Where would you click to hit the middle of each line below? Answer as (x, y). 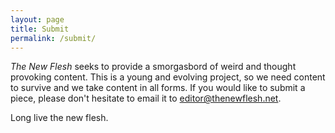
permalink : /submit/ (53, 38)
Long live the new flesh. (59, 118)
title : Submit (40, 29)
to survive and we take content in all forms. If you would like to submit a (158, 88)
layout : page (37, 19)
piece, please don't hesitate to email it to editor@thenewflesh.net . (146, 98)
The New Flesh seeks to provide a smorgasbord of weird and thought (153, 67)
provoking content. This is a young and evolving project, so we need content (168, 77)
